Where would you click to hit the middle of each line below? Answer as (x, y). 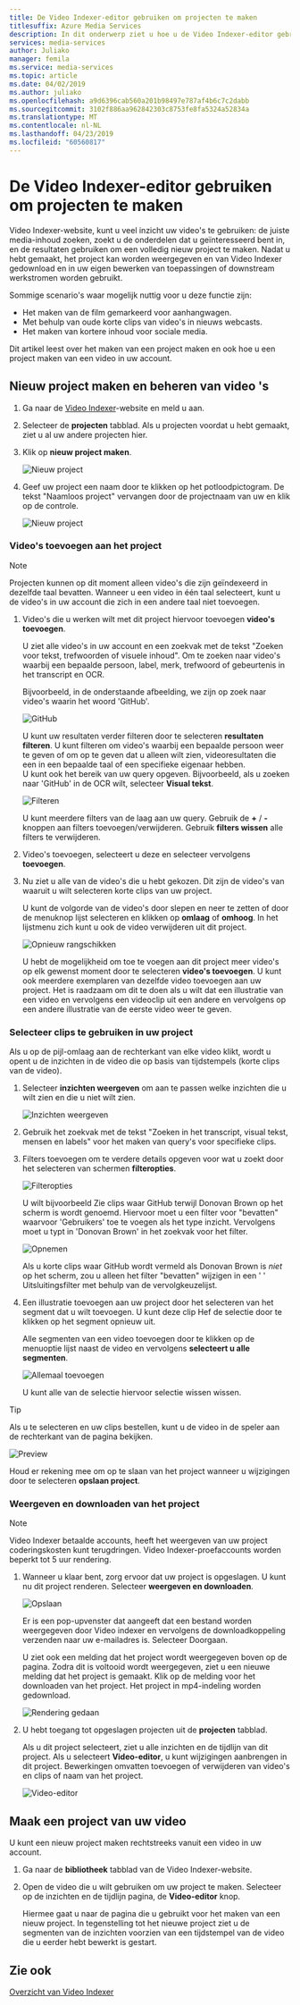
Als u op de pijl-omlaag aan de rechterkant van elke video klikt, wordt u (140, 1052)
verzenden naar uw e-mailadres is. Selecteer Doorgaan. (125, 1640)
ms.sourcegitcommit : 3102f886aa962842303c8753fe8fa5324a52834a (129, 109)
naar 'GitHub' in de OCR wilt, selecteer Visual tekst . (118, 783)
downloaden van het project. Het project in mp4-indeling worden (142, 1686)
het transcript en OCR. (63, 674)
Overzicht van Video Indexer (62, 1992)
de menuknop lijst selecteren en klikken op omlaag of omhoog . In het (150, 917)
